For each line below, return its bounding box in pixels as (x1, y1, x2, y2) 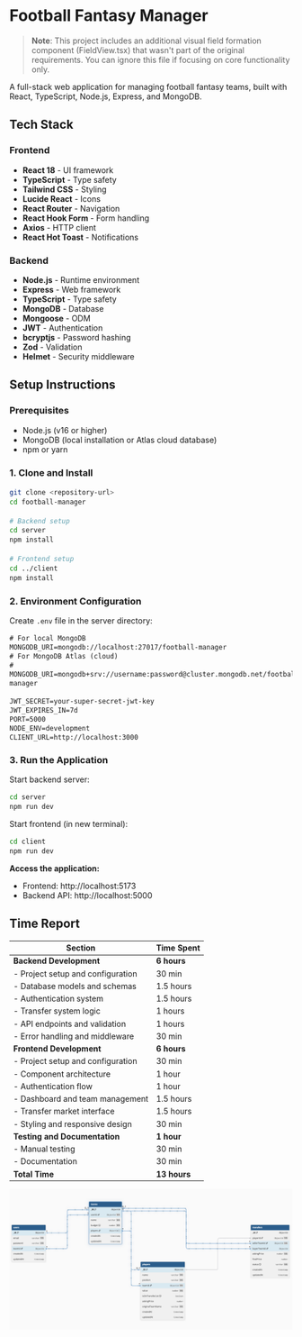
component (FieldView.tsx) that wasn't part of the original (31, 44, 245, 55)
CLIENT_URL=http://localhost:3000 (9, 732, 139, 741)
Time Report (9, 916, 81, 932)
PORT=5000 (9, 714, 47, 723)
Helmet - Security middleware (22, 350, 135, 361)
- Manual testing (13, 1143, 75, 1154)
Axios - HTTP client (22, 222, 97, 232)
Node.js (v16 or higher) (22, 424, 108, 435)
